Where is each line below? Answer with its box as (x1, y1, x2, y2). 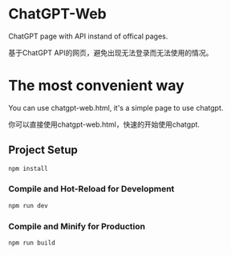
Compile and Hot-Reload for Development (8, 184, 175, 195)
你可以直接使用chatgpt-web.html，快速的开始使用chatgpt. (8, 119, 201, 129)
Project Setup (8, 144, 79, 157)
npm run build (8, 239, 56, 247)
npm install (8, 164, 48, 172)
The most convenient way (8, 77, 184, 95)
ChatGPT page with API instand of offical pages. (8, 31, 168, 41)
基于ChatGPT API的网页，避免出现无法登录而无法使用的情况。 (8, 47, 213, 57)
